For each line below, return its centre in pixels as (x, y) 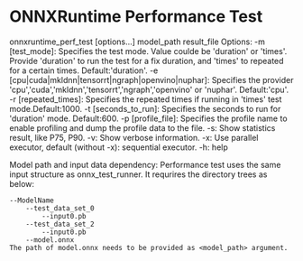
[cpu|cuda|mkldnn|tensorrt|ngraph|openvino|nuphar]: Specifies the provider (152, 79)
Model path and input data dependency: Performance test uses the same (145, 164)
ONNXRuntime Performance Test (136, 17)
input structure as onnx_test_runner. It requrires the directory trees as (138, 174)
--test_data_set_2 (60, 224)
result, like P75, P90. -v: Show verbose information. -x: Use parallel (134, 137)
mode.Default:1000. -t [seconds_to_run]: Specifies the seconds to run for (145, 108)
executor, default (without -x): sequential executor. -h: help (119, 147)
